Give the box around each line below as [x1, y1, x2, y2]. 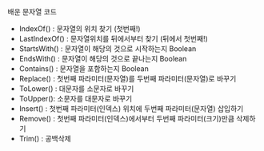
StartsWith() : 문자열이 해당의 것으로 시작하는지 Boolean [18, 44, 197, 54]
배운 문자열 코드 [7, 7, 58, 16]
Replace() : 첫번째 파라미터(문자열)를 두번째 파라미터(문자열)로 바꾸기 [18, 74, 237, 83]
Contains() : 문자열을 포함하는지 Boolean [18, 64, 149, 74]
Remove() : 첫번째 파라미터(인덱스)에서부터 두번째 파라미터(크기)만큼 [18, 114, 235, 123]
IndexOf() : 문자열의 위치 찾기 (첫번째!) [18, 24, 141, 34]
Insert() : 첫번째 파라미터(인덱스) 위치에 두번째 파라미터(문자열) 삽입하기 [18, 104, 244, 113]
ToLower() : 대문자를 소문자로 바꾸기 [18, 84, 134, 93]
